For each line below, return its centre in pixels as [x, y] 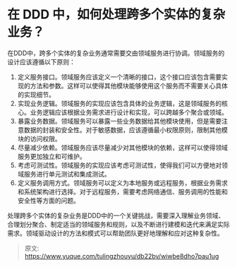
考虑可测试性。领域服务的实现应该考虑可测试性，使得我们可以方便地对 [120, 165]
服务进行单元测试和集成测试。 [67, 174]
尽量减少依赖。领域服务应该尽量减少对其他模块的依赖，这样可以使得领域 [122, 147]
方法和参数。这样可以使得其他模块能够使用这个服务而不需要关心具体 [129, 85]
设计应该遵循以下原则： [41, 61]
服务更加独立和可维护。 [51, 156]
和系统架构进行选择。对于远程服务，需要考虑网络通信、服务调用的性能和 [122, 191]
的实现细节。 [36, 94]
